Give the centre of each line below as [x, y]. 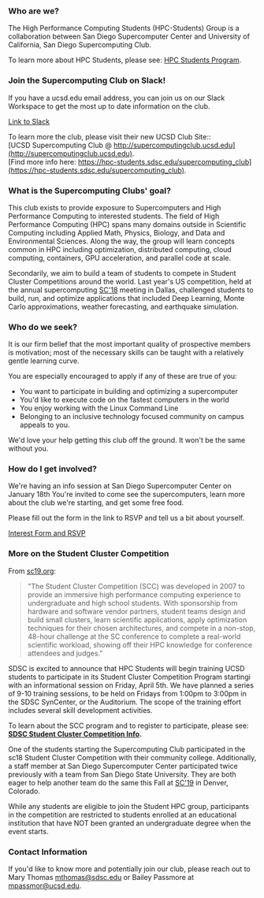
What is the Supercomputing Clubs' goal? [90, 191]
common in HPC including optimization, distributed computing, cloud [120, 249]
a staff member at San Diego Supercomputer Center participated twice [123, 766]
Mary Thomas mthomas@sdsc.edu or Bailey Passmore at [101, 878]
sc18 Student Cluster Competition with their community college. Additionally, [132, 757]
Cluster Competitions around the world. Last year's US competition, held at [130, 281]
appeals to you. [45, 425]
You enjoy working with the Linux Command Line [99, 408]
